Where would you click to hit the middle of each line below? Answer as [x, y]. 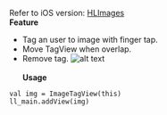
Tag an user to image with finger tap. [90, 40]
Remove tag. [45, 58]
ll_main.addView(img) [50, 102]
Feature [24, 22]
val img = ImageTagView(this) [66, 94]
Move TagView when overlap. [77, 49]
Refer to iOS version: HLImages [67, 13]
